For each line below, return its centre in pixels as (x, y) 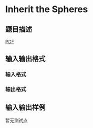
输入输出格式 (25, 59)
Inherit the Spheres (46, 9)
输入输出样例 (25, 107)
